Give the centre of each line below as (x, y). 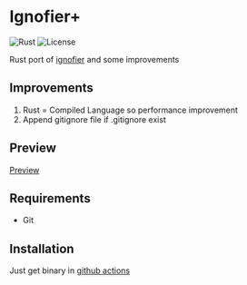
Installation (42, 248)
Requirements (50, 198)
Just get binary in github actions (69, 270)
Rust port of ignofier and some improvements (94, 59)
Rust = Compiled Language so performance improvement (130, 110)
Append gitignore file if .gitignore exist (94, 119)
